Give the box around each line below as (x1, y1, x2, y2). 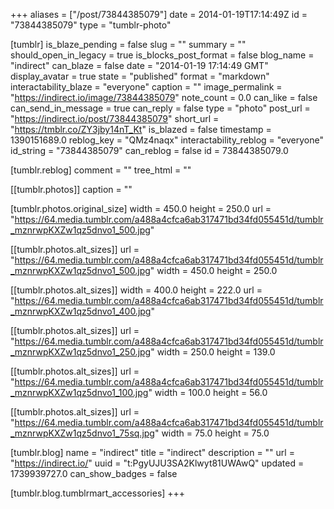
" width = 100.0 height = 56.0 (148, 387, 268, 398)
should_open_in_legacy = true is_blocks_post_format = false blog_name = (10, 49, 315, 61)
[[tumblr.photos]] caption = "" (10, 184, 133, 195)
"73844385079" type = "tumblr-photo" (10, 19, 172, 31)
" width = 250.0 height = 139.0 (150, 346, 276, 358)
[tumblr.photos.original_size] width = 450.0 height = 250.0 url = (10, 203, 272, 214)
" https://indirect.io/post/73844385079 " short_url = (10, 113, 220, 124)
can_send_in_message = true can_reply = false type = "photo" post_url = (10, 102, 311, 114)
